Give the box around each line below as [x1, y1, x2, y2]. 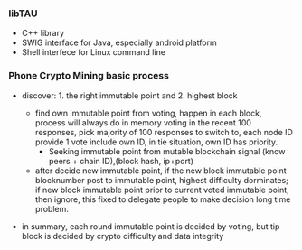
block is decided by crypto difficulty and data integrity [21, 230, 224, 241]
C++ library [21, 28, 65, 39]
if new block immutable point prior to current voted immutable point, [34, 184, 290, 195]
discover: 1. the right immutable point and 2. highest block [21, 89, 238, 101]
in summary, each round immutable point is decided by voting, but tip [21, 220, 280, 232]
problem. [34, 203, 70, 214]
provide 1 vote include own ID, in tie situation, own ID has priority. [34, 136, 278, 147]
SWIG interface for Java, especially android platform [21, 37, 218, 48]
